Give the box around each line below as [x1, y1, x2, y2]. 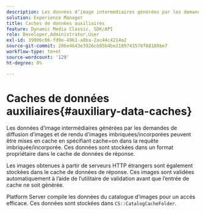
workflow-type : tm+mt [6, 49, 62, 55]
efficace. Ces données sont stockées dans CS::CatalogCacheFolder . [6, 200, 177, 207]
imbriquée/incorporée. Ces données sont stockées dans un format [6, 144, 174, 151]
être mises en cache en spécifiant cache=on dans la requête [6, 138, 159, 145]
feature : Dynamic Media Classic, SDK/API [6, 26, 113, 32]
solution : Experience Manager [6, 15, 84, 21]
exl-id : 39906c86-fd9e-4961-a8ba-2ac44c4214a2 [6, 37, 127, 43]
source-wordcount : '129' [6, 54, 70, 60]
